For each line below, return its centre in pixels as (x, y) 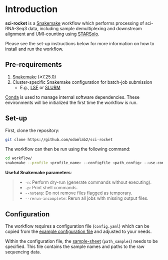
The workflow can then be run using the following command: (68, 149)
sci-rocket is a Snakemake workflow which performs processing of (75, 23)
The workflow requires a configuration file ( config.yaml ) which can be (77, 226)
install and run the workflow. (34, 49)
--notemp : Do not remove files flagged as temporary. (78, 193)
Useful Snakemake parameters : (39, 173)
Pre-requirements (34, 64)
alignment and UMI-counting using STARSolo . (52, 34)
